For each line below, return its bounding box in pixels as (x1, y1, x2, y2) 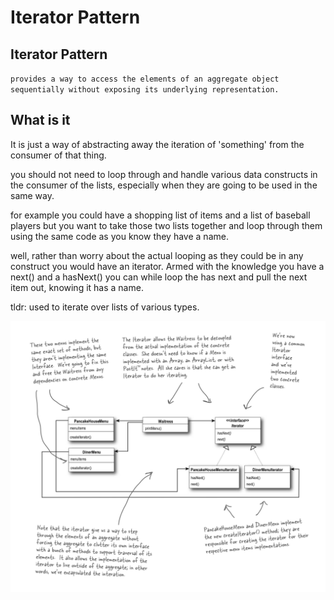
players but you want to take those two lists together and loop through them (10, 219, 323, 231)
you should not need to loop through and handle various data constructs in (10, 168, 318, 180)
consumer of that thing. (10, 149, 107, 161)
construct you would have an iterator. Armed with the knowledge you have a (10, 260, 325, 272)
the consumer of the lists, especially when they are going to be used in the (10, 179, 318, 191)
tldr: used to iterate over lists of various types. (10, 301, 200, 313)
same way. (10, 189, 55, 201)
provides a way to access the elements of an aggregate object (10, 74, 280, 84)
